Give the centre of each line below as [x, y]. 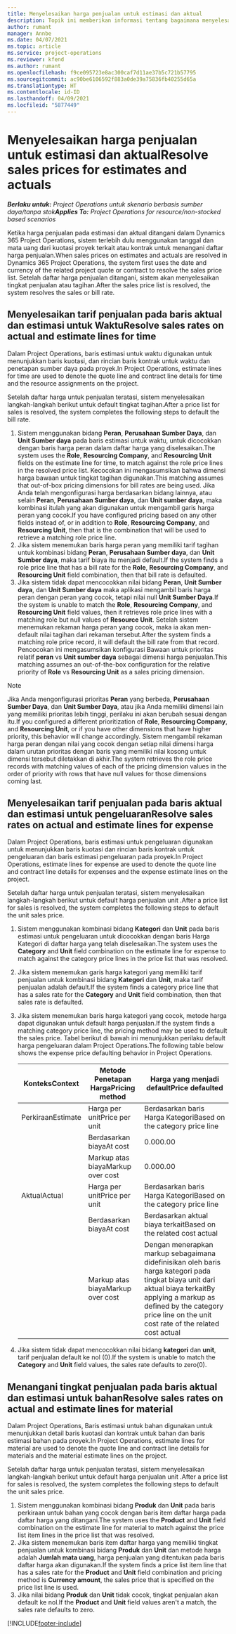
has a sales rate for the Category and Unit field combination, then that [119, 995]
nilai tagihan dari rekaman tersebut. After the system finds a [125, 634]
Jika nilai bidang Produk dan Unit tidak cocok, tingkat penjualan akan [118, 1595]
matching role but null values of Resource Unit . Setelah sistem [108, 620]
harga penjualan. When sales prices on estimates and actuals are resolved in [117, 255]
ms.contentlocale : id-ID [44, 92]
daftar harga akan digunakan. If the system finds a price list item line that [122, 1565]
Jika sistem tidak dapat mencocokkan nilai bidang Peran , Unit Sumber [119, 582]
